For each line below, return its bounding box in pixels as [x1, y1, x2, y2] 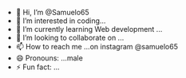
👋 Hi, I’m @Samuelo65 [15, 8, 89, 17]
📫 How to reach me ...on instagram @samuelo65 [15, 42, 178, 51]
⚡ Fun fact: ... [15, 62, 60, 72]
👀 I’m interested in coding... [15, 16, 106, 25]
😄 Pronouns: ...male [15, 53, 84, 63]
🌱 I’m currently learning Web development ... [15, 25, 163, 33]
